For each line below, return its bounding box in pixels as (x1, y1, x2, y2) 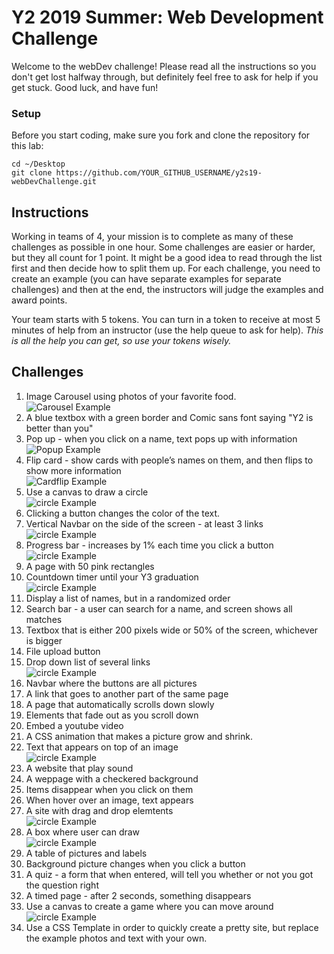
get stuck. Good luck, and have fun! (11, 81, 159, 93)
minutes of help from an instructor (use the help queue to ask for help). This (11, 324, 324, 336)
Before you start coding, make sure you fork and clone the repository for (11, 129, 311, 141)
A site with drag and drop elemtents (25, 804, 174, 816)
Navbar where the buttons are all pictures (25, 677, 198, 689)
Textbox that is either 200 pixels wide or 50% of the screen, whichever (25, 624, 319, 636)
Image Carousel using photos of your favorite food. (25, 390, 237, 402)
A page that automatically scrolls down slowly (25, 698, 215, 710)
